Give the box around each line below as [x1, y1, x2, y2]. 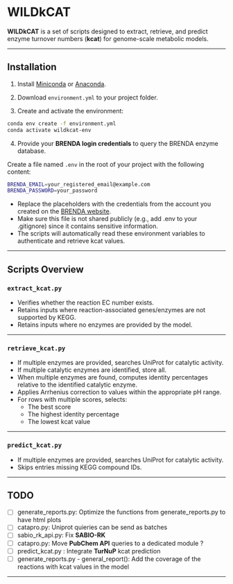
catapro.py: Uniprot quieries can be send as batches [17, 523, 168, 532]
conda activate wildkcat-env [7, 127, 92, 133]
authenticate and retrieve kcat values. [17, 237, 126, 245]
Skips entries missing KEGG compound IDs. [17, 463, 142, 471]
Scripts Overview [7, 263, 85, 275]
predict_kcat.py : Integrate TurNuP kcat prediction [17, 546, 161, 555]
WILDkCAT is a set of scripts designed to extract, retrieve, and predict [7, 27, 208, 35]
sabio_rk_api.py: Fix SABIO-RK [17, 531, 106, 540]
